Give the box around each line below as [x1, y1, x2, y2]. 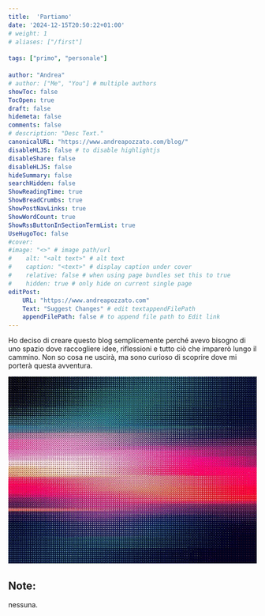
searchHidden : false [8, 180, 77, 187]
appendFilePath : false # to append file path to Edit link [22, 313, 221, 321]
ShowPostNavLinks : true [8, 205, 87, 213]
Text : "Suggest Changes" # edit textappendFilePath [22, 304, 196, 312]
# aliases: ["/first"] [8, 38, 83, 46]
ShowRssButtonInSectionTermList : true [8, 221, 136, 229]
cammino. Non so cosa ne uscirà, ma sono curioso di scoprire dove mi [8, 353, 237, 362]
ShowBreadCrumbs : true [8, 196, 83, 205]
